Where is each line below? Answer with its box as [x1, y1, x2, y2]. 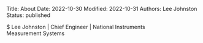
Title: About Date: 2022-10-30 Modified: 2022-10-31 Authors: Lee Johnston [6, 5, 197, 12]
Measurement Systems [6, 30, 65, 37]
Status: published [6, 12, 51, 19]
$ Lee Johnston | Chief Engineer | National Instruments [6, 24, 145, 30]
